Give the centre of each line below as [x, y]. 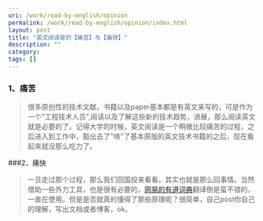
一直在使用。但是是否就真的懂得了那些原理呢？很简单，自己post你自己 [141, 199]
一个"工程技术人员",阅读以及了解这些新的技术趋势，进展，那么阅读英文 [141, 117]
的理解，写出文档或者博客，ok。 [79, 209]
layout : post [29, 30]
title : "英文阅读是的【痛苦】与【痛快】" [68, 37]
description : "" [35, 45]
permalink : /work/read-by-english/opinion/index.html [98, 23]
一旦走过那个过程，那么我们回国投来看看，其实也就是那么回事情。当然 [141, 180]
